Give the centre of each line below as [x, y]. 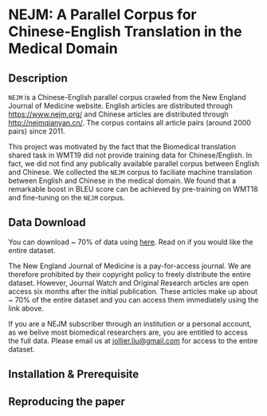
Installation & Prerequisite [74, 374]
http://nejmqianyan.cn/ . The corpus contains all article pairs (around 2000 [130, 123]
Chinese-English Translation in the [125, 32]
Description [38, 78]
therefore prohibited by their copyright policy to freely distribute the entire [130, 274]
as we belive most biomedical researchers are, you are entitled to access [128, 332]
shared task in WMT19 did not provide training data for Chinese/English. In [130, 155]
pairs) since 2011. [37, 131]
